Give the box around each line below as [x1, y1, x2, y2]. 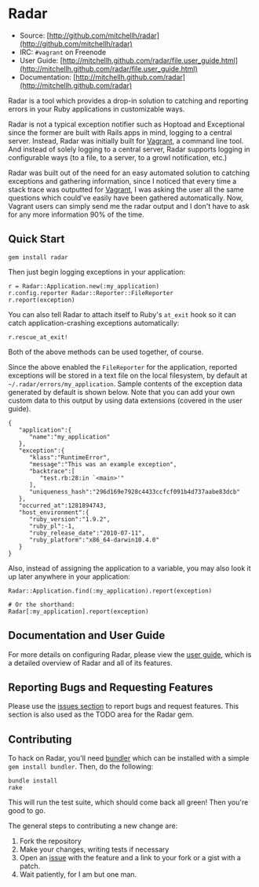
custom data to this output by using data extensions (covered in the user [8, 396, 243, 405]
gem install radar [8, 253, 68, 261]
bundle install [8, 777, 58, 785]
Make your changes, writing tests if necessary [19, 845, 170, 854]
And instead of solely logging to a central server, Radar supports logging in [8, 144, 250, 154]
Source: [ [19, 31, 49, 40]
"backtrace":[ [28, 467, 76, 475]
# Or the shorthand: [8, 600, 76, 608]
